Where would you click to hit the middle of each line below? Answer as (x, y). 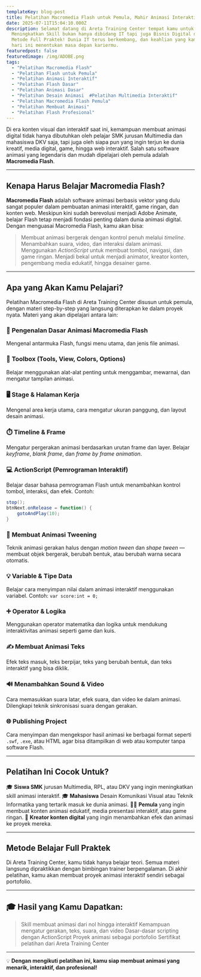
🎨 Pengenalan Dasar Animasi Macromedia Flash (77, 330)
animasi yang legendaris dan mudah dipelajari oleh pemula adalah (88, 155)
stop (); (16, 502)
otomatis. (18, 561)
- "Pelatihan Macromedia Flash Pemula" (61, 101)
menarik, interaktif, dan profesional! (52, 967)
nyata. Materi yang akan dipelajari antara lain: (62, 315)
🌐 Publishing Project (36, 722)
